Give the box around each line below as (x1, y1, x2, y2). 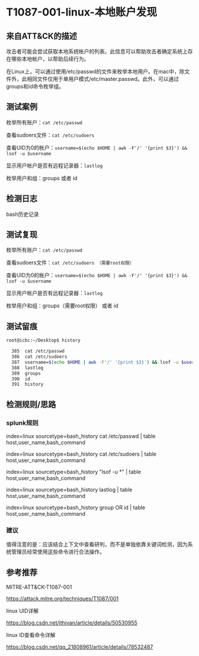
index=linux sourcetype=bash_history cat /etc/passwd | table (6, 432, 156, 440)
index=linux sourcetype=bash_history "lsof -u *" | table (6, 468, 141, 475)
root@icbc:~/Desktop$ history (6, 337, 81, 344)
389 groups (11, 370, 41, 376)
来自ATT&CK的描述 (6, 31, 77, 41)
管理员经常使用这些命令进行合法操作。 (11, 548, 105, 555)
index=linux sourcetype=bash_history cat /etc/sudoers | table (6, 450, 157, 457)
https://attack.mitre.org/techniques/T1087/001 (6, 595, 119, 602)
